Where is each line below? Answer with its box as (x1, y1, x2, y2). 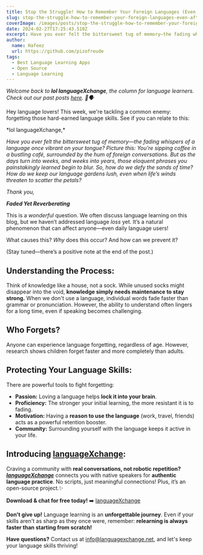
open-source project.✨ (6, 484, 63, 491)
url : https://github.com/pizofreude (11, 48, 104, 54)
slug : (6, 15, 20, 21)
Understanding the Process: (6, 266, 115, 276)
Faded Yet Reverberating (6, 200, 71, 208)
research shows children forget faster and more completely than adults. (6, 347, 185, 355)
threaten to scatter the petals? (6, 177, 82, 184)
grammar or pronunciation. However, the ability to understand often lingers (6, 301, 192, 309)
